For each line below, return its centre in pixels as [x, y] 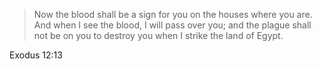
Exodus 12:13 [36, 55]
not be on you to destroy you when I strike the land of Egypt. [158, 35]
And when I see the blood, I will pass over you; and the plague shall [172, 25]
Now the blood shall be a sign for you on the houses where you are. [173, 14]
